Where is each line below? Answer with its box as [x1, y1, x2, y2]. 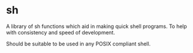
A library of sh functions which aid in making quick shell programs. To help [6, 23, 187, 30]
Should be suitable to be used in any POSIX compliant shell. [6, 40, 151, 47]
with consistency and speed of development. [6, 29, 115, 36]
